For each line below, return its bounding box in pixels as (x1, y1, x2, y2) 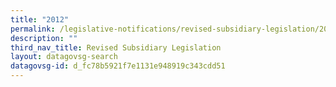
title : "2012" (10, 14, 70, 25)
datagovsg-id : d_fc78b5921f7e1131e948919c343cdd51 (10, 61, 226, 71)
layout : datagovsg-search (10, 52, 118, 62)
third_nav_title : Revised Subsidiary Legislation (10, 42, 222, 53)
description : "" (10, 33, 78, 43)
